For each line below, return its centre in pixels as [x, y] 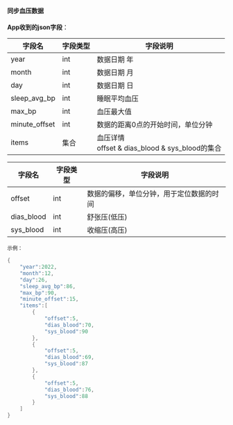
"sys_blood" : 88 [66, 396]
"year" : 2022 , [38, 267]
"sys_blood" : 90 [66, 331]
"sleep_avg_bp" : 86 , [48, 286]
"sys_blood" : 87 [66, 364]
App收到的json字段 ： [38, 27]
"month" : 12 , [37, 273]
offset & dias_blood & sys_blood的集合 [159, 148]
